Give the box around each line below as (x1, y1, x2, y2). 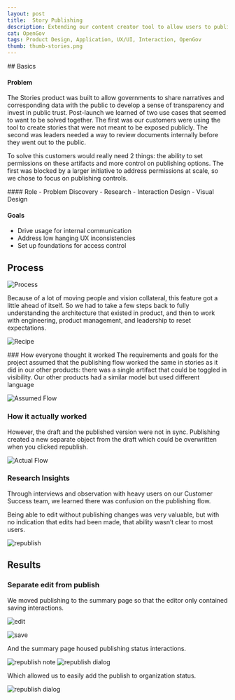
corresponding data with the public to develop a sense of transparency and (7, 101, 225, 109)
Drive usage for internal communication (17, 227, 131, 235)
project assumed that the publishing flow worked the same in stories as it (7, 358, 218, 367)
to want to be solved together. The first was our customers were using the (7, 116, 221, 125)
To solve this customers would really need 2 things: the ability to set (7, 152, 204, 160)
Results (7, 559, 41, 571)
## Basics (7, 62, 36, 70)
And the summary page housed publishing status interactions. (7, 644, 187, 652)
